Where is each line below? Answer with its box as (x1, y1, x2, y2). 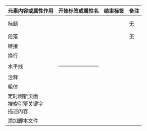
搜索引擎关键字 (8, 100, 44, 107)
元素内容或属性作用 (8, 8, 54, 14)
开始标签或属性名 (58, 8, 100, 14)
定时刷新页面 (8, 93, 39, 100)
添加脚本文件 (8, 117, 39, 124)
